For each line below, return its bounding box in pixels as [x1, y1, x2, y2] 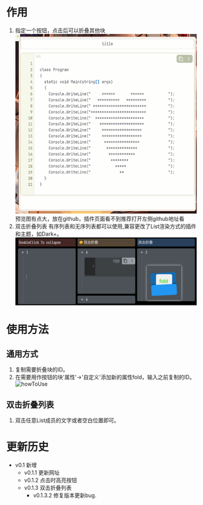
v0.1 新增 [14, 461, 37, 469]
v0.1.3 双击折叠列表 [24, 484, 72, 491]
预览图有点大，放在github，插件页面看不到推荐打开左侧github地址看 [14, 215, 185, 222]
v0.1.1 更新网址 [24, 469, 60, 476]
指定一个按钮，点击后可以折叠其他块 [14, 27, 106, 34]
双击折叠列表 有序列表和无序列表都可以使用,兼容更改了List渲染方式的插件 [14, 222, 197, 230]
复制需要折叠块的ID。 [14, 366, 68, 373]
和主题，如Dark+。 [14, 230, 62, 237]
